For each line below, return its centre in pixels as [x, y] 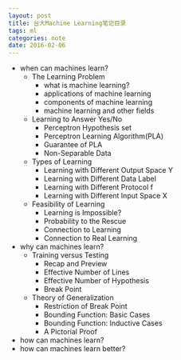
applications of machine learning [97, 94]
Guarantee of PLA [73, 145]
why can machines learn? [62, 247]
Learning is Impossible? [83, 213]
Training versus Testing [70, 255]
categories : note [37, 38]
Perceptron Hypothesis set [87, 128]
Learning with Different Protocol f [98, 187]
